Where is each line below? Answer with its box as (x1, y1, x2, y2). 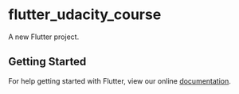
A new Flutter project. (8, 32, 80, 41)
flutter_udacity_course (8, 6, 162, 24)
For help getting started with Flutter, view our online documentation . (8, 76, 231, 85)
